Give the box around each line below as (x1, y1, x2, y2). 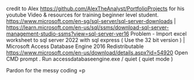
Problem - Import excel (130, 30, 187, 37)
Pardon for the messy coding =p (6, 67, 86, 73)
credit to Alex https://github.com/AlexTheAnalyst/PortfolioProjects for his (6, 5, 184, 12)
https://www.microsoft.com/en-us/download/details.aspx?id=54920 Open (6, 49, 189, 56)
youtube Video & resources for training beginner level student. (6, 11, 159, 18)
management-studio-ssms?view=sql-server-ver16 (6, 30, 130, 37)
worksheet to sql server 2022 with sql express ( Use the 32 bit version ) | (6, 37, 186, 43)
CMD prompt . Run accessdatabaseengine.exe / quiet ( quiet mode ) (6, 56, 174, 62)
